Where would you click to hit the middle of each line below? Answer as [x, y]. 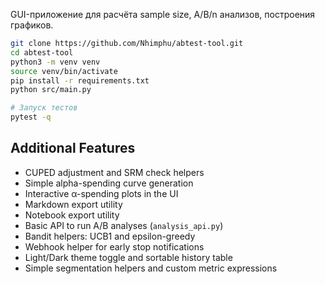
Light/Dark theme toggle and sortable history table [128, 257]
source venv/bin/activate [64, 71]
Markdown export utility [73, 204]
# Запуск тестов [44, 108]
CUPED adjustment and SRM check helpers [114, 172]
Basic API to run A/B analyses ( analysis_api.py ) [124, 225]
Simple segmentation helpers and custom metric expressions [151, 268]
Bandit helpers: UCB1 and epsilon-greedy [110, 236]
